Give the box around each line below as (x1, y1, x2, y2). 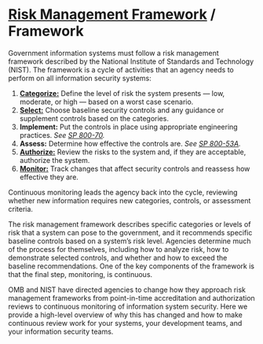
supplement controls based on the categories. (19, 113, 169, 123)
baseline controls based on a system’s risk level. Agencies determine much (8, 236, 251, 246)
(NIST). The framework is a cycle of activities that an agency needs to (8, 65, 234, 74)
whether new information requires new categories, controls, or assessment (8, 195, 251, 205)
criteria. (8, 204, 34, 213)
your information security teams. (8, 327, 114, 336)
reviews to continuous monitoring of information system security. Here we (8, 301, 248, 311)
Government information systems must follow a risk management (8, 48, 219, 57)
